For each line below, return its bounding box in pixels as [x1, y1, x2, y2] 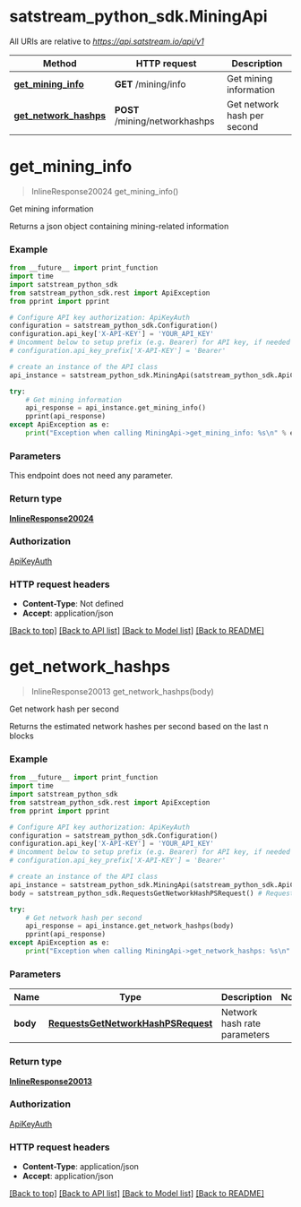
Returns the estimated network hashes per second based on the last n [9, 721, 269, 732]
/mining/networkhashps [114, 115, 215, 127]
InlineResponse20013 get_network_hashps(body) [30, 686, 215, 697]
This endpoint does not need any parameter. [9, 470, 173, 481]
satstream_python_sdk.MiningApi [9, 6, 268, 27]
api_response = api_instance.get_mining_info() [25, 403, 206, 413]
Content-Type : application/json [21, 1161, 139, 1172]
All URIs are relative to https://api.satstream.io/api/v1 [9, 36, 204, 47]
